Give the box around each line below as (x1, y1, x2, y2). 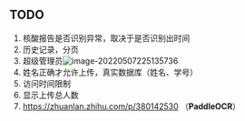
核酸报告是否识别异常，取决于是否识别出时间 (22, 32, 191, 44)
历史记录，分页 (22, 44, 79, 55)
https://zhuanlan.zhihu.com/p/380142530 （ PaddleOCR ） (22, 100, 240, 112)
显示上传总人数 (22, 89, 79, 100)
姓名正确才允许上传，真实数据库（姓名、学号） (22, 66, 198, 77)
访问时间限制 (22, 77, 71, 89)
